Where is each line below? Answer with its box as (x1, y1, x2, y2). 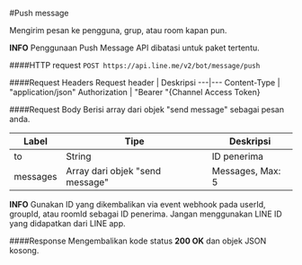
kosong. (9, 245, 40, 255)
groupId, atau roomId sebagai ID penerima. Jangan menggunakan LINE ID (9, 208, 283, 219)
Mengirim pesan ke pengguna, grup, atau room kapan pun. (9, 25, 227, 35)
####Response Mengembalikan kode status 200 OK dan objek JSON (9, 235, 267, 246)
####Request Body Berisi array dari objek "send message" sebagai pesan (9, 104, 285, 115)
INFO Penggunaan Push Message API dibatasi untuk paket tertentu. (9, 42, 261, 53)
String (66, 150, 92, 163)
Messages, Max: (211, 165, 281, 177)
